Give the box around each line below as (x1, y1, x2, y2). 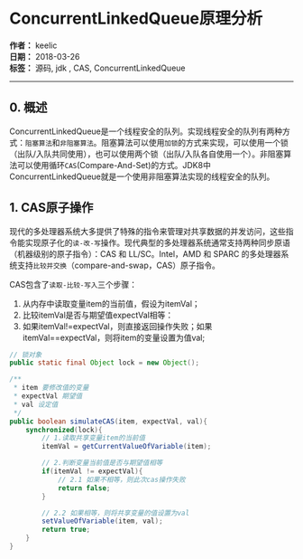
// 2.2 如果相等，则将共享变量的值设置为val (41, 508, 190, 517)
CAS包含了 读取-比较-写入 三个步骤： (9, 279, 138, 289)
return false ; (57, 483, 111, 493)
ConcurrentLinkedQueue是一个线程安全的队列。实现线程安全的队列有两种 (9, 126, 282, 137)
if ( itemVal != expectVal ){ (41, 467, 143, 476)
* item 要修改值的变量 (13, 384, 89, 393)
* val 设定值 (13, 400, 59, 409)
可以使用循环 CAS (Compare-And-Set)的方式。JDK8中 (16, 159, 212, 170)
